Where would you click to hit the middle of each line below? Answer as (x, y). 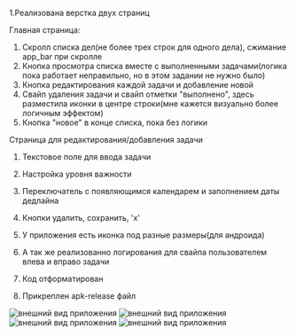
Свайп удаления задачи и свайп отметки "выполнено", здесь (138, 94)
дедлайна (40, 200)
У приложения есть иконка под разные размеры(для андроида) (143, 235)
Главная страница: (45, 30)
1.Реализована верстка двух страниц (80, 13)
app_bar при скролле (62, 56)
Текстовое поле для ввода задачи (86, 157)
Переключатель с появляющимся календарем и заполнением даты (151, 191)
